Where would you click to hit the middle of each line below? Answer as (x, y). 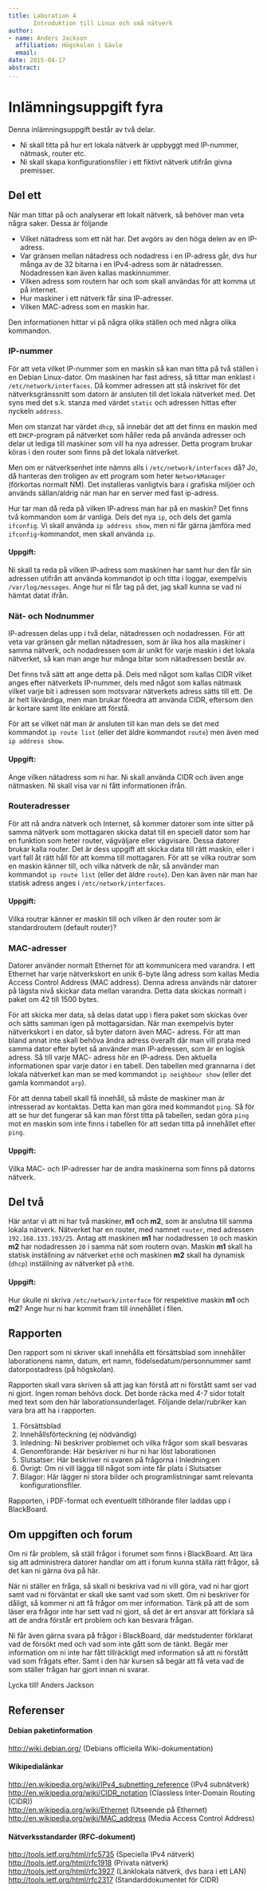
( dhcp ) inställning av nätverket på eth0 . (71, 1264)
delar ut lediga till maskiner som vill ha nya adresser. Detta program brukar (130, 443)
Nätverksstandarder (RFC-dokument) (72, 1836)
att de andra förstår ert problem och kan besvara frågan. (101, 1620)
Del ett (25, 195)
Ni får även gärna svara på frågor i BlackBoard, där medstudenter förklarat (131, 1636)
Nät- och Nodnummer (51, 616)
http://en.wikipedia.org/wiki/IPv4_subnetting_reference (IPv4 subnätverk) (129, 1784)
